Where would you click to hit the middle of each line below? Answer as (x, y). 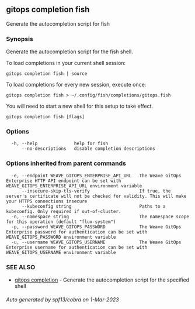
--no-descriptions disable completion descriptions (88, 149)
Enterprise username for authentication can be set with (77, 247)
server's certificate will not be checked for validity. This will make (96, 196)
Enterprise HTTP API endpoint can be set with (64, 181)
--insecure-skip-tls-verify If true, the (96, 191)
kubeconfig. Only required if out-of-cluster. (64, 211)
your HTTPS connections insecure (47, 201)
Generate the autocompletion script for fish (58, 23)
